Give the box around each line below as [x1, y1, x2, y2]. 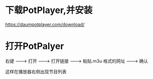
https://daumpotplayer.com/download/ [5, 21, 85, 27]
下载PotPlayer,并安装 [5, 4, 92, 16]
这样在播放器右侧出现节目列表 [5, 68, 66, 74]
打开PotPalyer [5, 40, 64, 52]
